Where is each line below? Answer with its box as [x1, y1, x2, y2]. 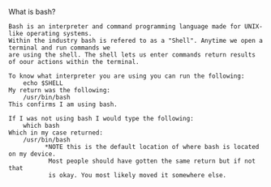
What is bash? [8, 7, 56, 16]
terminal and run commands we [8, 44, 111, 52]
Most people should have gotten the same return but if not [48, 157, 256, 165]
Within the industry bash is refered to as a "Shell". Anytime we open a [8, 36, 264, 45]
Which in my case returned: [8, 129, 104, 137]
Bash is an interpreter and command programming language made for [8, 23, 242, 31]
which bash [23, 121, 60, 130]
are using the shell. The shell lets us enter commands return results [8, 51, 256, 59]
